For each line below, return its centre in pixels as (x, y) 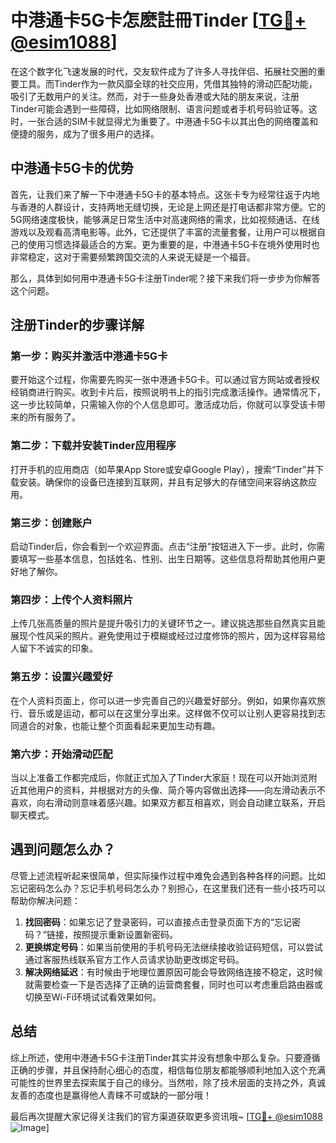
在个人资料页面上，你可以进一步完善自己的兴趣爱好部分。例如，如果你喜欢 (163, 700)
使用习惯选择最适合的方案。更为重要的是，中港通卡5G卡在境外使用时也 (173, 244)
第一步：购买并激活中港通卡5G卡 (89, 356)
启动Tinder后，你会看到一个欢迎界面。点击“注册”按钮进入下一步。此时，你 (163, 547)
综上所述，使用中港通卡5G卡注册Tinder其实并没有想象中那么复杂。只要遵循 (165, 1057)
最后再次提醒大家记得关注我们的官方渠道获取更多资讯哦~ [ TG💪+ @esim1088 (166, 1116)
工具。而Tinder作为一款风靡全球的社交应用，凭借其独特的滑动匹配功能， (168, 83)
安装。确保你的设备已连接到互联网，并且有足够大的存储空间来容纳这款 (163, 482)
